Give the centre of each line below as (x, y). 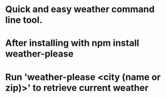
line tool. (24, 20)
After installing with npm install (72, 43)
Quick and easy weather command (80, 9)
